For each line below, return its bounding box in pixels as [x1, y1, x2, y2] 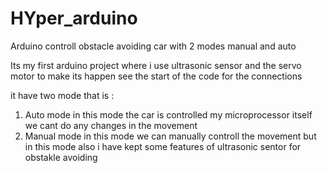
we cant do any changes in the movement [24, 119, 198, 131]
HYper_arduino [10, 7, 138, 30]
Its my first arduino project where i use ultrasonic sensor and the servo [10, 59, 302, 71]
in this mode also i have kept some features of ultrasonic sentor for [24, 140, 302, 152]
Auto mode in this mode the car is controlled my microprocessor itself [24, 108, 313, 121]
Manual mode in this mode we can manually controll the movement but [24, 130, 317, 142]
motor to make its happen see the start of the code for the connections [10, 70, 303, 82]
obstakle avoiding [24, 151, 98, 163]
